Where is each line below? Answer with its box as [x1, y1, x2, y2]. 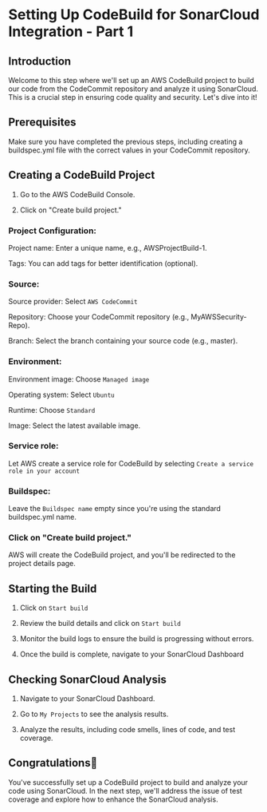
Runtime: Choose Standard [8, 405, 96, 414]
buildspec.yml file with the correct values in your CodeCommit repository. [8, 145, 250, 155]
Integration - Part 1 [8, 22, 134, 41]
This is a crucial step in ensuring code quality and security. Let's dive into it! [8, 93, 257, 101]
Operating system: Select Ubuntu [8, 390, 115, 399]
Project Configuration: [8, 225, 97, 236]
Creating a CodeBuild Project [8, 168, 155, 182]
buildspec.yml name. [8, 513, 77, 522]
